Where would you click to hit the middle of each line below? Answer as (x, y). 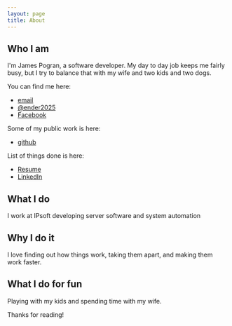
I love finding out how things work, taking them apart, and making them (110, 254)
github (27, 142)
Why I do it (31, 238)
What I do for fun (45, 284)
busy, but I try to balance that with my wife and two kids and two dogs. (109, 73)
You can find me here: (39, 87)
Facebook (32, 115)
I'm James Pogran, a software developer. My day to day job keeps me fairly (116, 66)
